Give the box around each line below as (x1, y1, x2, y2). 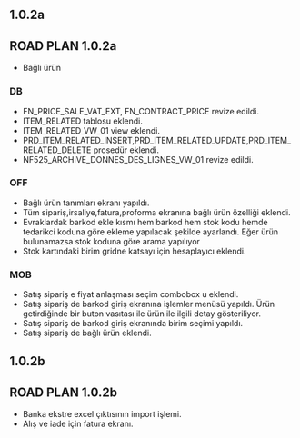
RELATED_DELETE (22, 144, 92, 155)
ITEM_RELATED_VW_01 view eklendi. (22, 124, 161, 135)
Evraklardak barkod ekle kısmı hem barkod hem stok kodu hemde (22, 216, 268, 227)
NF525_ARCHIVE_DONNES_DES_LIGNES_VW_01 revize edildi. (22, 154, 254, 164)
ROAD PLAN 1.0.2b (9, 384, 118, 400)
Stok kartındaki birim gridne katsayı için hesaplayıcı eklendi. (22, 245, 247, 256)
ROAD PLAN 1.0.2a (9, 38, 117, 54)
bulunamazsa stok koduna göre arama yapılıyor (22, 235, 200, 246)
